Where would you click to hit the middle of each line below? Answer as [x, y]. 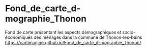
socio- [129, 32]
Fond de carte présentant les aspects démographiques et [63, 32]
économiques [19, 37]
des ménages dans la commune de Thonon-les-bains [88, 37]
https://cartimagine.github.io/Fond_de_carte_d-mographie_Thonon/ [73, 42]
